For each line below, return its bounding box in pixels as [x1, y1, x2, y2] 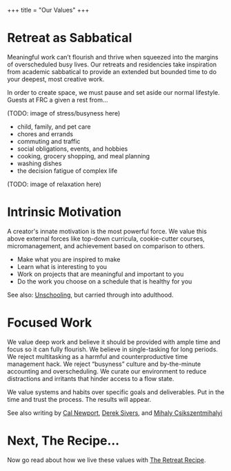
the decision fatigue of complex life [17, 166, 118, 175]
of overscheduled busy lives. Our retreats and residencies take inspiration [7, 60, 217, 68]
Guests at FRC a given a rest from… [7, 95, 108, 104]
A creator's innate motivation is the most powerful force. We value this [7, 227, 207, 235]
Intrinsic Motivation [7, 204, 122, 220]
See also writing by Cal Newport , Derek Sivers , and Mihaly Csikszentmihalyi [7, 408, 223, 417]
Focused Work [7, 315, 92, 331]
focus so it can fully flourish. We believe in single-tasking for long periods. [7, 345, 219, 353]
